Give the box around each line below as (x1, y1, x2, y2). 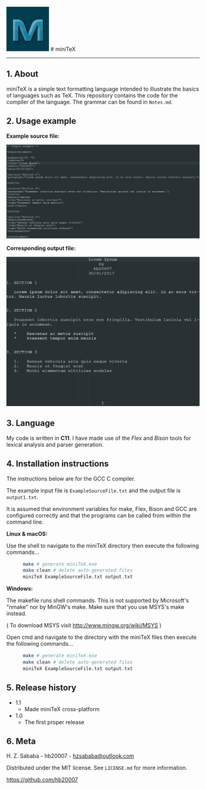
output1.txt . (6, 493, 39, 500)
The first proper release (24, 718, 85, 726)
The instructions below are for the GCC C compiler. (6, 475, 136, 482)
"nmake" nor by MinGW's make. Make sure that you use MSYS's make (6, 603, 185, 611)
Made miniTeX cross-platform (24, 705, 100, 712)
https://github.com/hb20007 (6, 776, 78, 783)
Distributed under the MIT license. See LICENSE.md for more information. (6, 764, 188, 772)
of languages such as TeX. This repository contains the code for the (6, 91, 178, 99)
